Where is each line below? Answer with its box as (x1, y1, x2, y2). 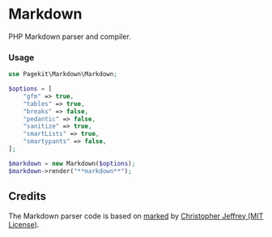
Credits (8, 189, 47, 203)
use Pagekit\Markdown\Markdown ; (8, 70, 117, 78)
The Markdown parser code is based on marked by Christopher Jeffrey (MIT (8, 211, 264, 221)
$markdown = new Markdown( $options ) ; (8, 159, 136, 167)
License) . (8, 219, 40, 229)
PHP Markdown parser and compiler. (8, 32, 131, 41)
